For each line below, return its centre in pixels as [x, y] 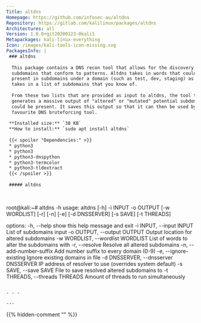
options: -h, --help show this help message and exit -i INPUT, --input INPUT [100, 225]
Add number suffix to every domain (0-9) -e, [109, 251]
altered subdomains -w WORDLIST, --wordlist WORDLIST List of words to [97, 238]
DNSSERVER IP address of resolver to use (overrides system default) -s [95, 264]
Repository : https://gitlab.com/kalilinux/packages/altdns [81, 23]
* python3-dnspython [34, 157]
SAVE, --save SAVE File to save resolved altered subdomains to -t [87, 270]
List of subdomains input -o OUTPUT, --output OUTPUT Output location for [99, 232]
